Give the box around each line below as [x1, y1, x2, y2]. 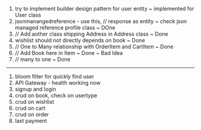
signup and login [14, 86, 56, 92]
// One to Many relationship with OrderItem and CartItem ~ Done [14, 43, 173, 50]
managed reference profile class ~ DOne [14, 24, 115, 31]
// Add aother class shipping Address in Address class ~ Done [14, 30, 169, 38]
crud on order [14, 111, 49, 118]
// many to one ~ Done [14, 56, 71, 63]
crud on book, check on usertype [14, 92, 98, 99]
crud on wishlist [14, 98, 54, 105]
